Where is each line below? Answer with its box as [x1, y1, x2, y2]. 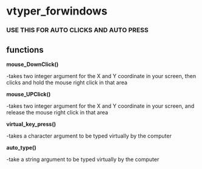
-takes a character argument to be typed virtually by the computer [6, 132, 172, 139]
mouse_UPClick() [6, 90, 51, 98]
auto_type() [6, 144, 36, 151]
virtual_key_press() [6, 120, 56, 128]
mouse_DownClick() [6, 61, 59, 68]
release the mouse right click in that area [6, 108, 109, 116]
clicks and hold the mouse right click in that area [6, 79, 127, 86]
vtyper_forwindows [6, 4, 108, 18]
